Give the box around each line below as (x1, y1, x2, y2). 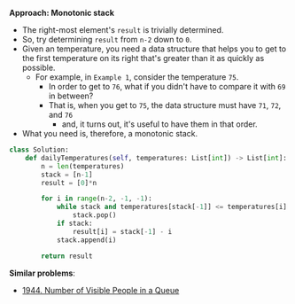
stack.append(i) (56, 235, 117, 245)
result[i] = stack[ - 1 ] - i (72, 227, 173, 236)
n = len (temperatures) (41, 161, 125, 171)
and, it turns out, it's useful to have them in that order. (61, 119, 259, 129)
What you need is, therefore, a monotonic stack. (21, 129, 198, 138)
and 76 (48, 110, 74, 120)
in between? (48, 90, 94, 101)
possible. (21, 62, 56, 73)
